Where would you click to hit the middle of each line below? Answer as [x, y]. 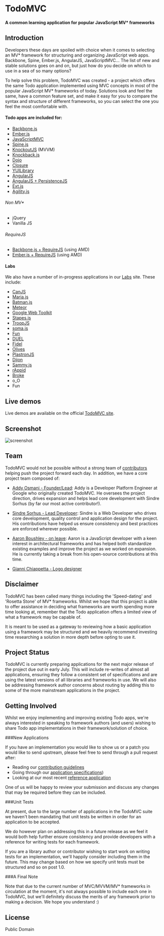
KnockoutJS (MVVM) [34, 149]
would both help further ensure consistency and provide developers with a [80, 837]
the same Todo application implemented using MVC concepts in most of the [82, 85]
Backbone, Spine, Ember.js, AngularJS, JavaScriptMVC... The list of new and [82, 60]
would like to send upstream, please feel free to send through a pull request [81, 752]
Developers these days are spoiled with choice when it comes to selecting [80, 50]
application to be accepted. [33, 822]
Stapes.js [22, 318]
